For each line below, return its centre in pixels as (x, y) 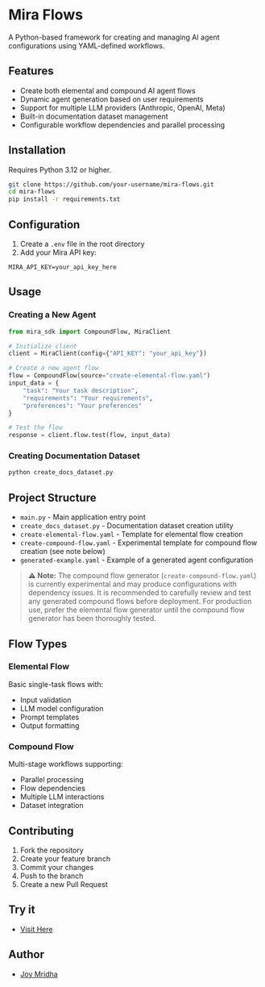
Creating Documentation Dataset (74, 456)
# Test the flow (35, 428)
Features (31, 71)
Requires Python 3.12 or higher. (60, 169)
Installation (37, 150)
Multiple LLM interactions (62, 797)
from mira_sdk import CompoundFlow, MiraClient (90, 331)
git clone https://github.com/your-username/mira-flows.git (112, 184)
